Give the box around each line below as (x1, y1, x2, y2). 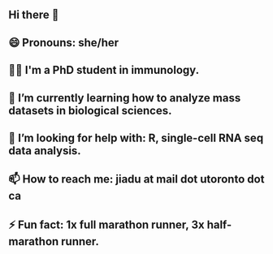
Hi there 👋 (8, 8, 59, 22)
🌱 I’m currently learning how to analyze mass (8, 91, 241, 105)
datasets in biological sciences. (8, 103, 172, 118)
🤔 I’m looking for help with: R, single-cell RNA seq (8, 131, 264, 144)
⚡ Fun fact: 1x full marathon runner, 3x (8, 217, 205, 231)
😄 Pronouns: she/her (8, 36, 119, 50)
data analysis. (8, 144, 81, 157)
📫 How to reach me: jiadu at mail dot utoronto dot (8, 172, 265, 187)
